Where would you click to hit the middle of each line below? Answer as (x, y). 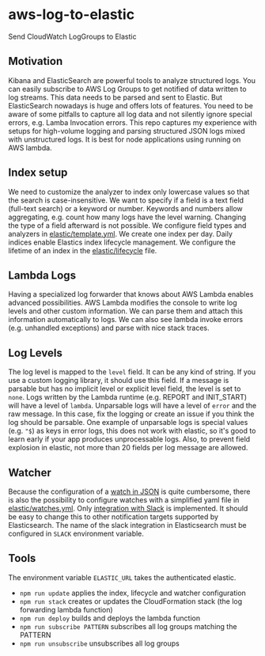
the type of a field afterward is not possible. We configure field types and (127, 225)
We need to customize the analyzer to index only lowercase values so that (129, 191)
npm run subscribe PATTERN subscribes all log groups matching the (128, 626)
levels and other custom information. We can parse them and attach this (126, 311)
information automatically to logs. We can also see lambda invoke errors (126, 320)
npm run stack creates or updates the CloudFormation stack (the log (131, 601)
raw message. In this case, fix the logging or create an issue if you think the (131, 414)
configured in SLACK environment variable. (76, 533)
